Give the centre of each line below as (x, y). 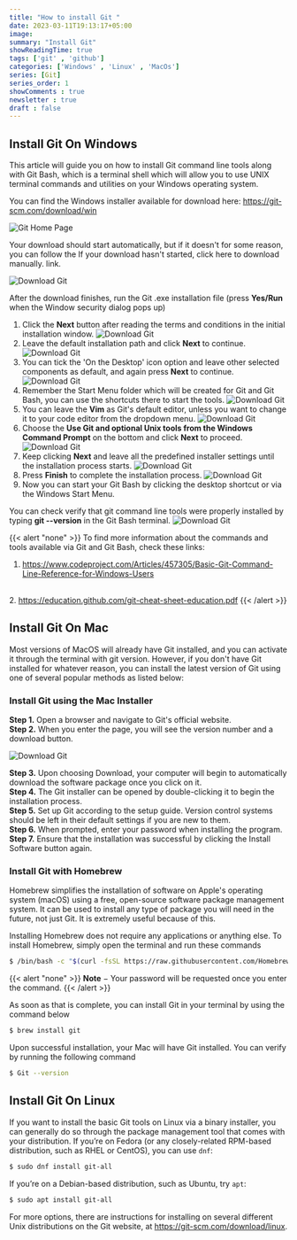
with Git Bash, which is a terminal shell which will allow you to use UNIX (139, 174)
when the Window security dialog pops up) (88, 307)
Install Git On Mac (59, 628)
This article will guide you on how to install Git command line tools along (141, 166)
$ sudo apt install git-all (61, 1200)
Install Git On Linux (62, 1100)
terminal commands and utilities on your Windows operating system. (134, 184)
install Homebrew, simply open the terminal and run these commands (135, 945)
